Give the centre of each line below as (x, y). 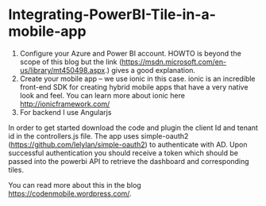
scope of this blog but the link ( (71, 62)
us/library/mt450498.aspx (62, 70)
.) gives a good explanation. (150, 70)
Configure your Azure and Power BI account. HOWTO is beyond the (131, 53)
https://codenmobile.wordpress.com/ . (70, 193)
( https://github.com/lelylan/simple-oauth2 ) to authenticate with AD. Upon (128, 144)
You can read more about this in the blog (75, 185)
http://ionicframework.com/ (65, 104)
